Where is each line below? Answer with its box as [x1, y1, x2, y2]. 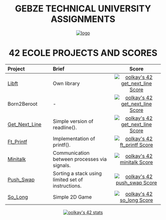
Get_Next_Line [7, 121, 42, 128]
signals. [52, 162, 71, 169]
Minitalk [7, 155, 26, 162]
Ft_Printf [7, 138, 28, 145]
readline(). [52, 124, 77, 131]
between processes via [52, 155, 107, 162]
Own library [52, 80, 80, 87]
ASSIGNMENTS [50, 13, 116, 25]
